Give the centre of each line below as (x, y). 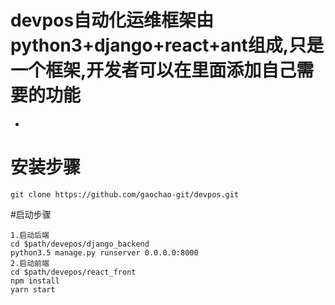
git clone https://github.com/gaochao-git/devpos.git (125, 194)
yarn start (33, 289)
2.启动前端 (30, 263)
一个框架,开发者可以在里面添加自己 (153, 70)
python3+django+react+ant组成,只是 (167, 45)
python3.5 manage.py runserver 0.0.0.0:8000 (104, 252)
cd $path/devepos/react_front (73, 272)
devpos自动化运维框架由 (112, 20)
